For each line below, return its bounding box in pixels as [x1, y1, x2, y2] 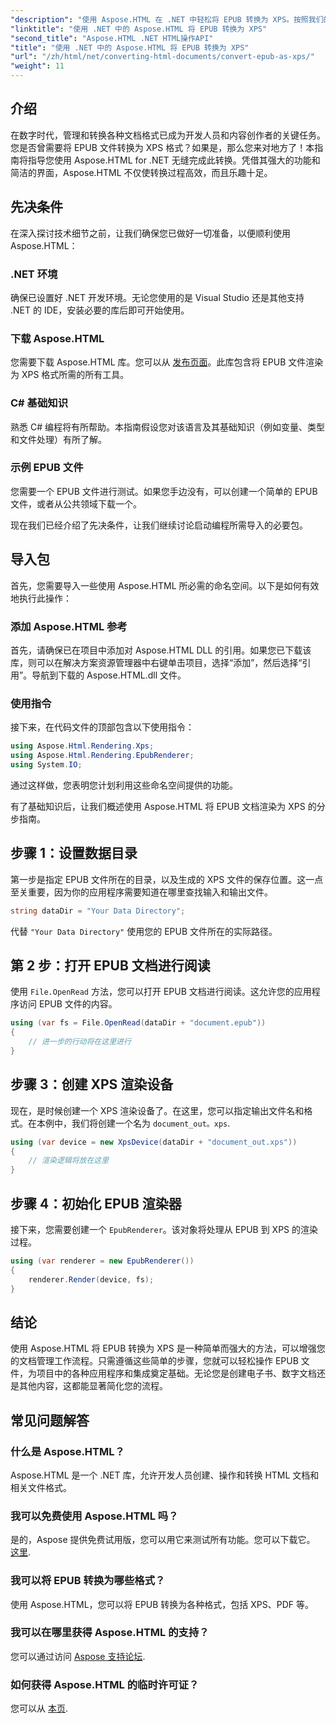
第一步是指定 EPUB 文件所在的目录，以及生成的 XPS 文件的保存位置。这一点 [10, 873, 324, 885]
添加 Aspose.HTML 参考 [10, 619, 128, 633]
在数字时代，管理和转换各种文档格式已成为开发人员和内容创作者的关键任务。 [10, 129, 326, 141]
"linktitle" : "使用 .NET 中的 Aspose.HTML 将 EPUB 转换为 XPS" [10, 24, 268, 34]
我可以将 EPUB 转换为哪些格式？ [10, 1574, 166, 1588]
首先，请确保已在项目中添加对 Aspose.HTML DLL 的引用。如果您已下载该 [10, 644, 312, 656]
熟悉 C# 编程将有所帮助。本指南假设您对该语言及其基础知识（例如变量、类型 [10, 421, 325, 433]
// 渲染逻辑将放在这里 [28, 1156, 110, 1166]
